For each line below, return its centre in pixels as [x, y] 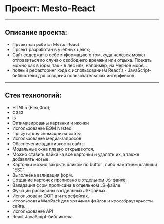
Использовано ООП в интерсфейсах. [51, 196]
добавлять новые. [31, 159]
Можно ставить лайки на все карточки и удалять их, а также [76, 154]
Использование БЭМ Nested [42, 128]
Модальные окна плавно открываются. [53, 149]
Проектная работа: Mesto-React [46, 44]
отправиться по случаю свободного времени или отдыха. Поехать [82, 60]
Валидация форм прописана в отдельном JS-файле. [67, 185]
